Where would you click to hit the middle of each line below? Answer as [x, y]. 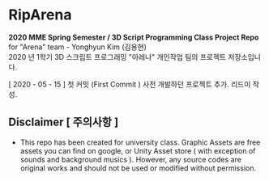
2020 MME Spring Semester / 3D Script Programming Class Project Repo [134, 37]
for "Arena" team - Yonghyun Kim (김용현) [78, 47]
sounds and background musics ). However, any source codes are [130, 159]
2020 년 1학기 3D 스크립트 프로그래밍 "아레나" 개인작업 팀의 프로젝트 [117, 57]
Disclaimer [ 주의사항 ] [64, 122]
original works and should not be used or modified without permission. [138, 168]
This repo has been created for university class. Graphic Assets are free [140, 142]
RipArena [40, 15]
